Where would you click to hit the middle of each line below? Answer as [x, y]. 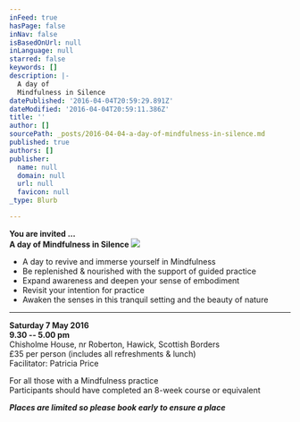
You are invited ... [42, 233]
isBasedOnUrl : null [46, 42]
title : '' [28, 117]
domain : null [42, 175]
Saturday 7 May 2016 [49, 325]
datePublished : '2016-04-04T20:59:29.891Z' [92, 101]
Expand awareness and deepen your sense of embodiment [131, 280]
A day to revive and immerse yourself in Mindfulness [119, 261]
